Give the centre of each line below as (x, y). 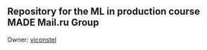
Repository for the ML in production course (104, 12)
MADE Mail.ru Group (53, 23)
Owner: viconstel (32, 39)
